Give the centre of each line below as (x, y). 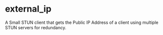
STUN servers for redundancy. (36, 27)
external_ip (28, 9)
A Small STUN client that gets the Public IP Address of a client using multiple (82, 22)
